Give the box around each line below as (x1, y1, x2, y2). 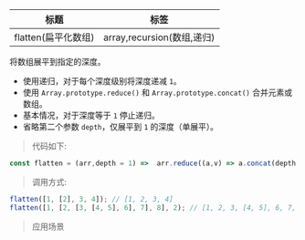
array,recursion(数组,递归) (103, 31, 216, 44)
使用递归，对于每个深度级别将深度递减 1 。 (22, 76, 182, 86)
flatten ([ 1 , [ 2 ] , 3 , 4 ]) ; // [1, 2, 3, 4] (9, 194, 174, 203)
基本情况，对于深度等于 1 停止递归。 (22, 110, 160, 120)
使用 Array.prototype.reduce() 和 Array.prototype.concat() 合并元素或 (22, 87, 293, 98)
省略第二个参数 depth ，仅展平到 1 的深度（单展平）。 (22, 121, 219, 131)
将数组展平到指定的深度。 (9, 57, 106, 67)
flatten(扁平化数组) (14, 31, 95, 44)
